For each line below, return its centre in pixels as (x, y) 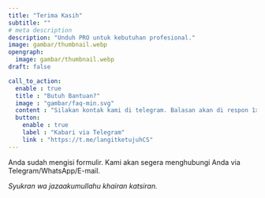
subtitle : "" (30, 23)
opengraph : (26, 52)
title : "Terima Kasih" (45, 15)
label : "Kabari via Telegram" (74, 133)
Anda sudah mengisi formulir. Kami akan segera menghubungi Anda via (124, 162)
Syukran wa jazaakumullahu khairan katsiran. (83, 185)
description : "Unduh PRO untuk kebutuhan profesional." (102, 37)
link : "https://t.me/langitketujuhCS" (88, 140)
